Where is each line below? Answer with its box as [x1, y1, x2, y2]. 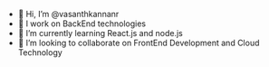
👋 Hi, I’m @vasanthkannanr [17, 9, 120, 19]
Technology [17, 47, 63, 58]
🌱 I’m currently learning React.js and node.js [17, 28, 183, 38]
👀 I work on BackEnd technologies [17, 18, 147, 29]
